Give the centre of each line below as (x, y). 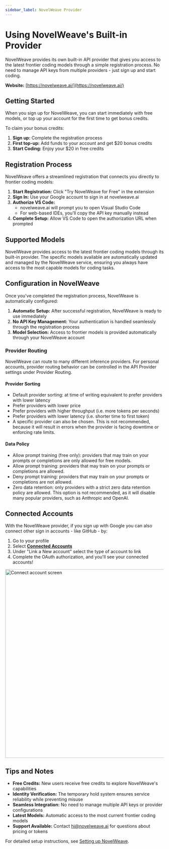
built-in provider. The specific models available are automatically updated (81, 257)
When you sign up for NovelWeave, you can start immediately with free (79, 113)
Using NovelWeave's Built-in (66, 34)
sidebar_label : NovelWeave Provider (44, 10)
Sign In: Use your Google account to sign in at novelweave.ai (76, 197)
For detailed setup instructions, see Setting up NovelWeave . (67, 841)
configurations (28, 810)
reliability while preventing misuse (48, 799)
